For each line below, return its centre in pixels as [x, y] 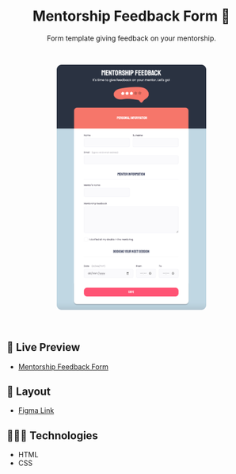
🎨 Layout [29, 391]
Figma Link [36, 410]
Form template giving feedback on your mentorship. [131, 38]
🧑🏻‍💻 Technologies [53, 435]
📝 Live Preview [44, 347]
